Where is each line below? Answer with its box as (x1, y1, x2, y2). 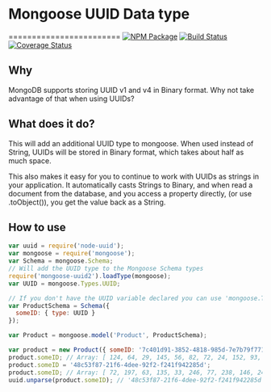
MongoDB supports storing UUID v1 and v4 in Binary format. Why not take (8, 85, 255, 95)
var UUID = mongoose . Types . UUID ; (8, 280, 121, 288)
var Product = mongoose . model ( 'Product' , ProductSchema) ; (8, 331, 207, 339)
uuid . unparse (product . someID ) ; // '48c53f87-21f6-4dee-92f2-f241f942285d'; (8, 376, 269, 384)
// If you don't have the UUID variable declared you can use (8, 294, 222, 302)
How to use (8, 220, 66, 234)
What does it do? (8, 117, 95, 131)
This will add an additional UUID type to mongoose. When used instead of (8, 138, 254, 148)
